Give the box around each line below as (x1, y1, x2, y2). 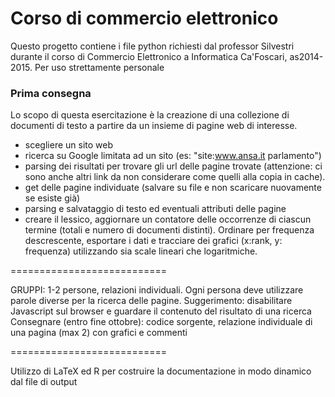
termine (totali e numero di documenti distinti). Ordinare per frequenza (24, 224, 315, 236)
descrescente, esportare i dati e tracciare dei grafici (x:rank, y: (24, 235, 283, 247)
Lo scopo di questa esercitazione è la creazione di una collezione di (10, 109, 290, 121)
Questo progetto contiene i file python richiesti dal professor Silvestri (10, 40, 295, 52)
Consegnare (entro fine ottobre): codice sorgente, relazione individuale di (10, 316, 313, 328)
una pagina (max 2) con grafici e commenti (10, 327, 188, 339)
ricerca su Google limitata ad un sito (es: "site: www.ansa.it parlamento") (24, 150, 322, 162)
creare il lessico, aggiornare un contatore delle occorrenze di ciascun (24, 213, 312, 226)
